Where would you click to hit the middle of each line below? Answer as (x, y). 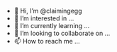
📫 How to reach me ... (47, 41)
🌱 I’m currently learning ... (52, 26)
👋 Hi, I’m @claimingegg (48, 11)
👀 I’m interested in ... (44, 18)
